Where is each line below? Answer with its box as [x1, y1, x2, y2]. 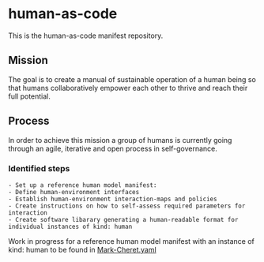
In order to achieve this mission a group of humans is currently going [8, 135, 232, 144]
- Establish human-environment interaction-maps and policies [8, 195, 217, 203]
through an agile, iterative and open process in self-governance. [8, 144, 217, 153]
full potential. [8, 92, 51, 101]
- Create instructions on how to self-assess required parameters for [8, 202, 246, 210]
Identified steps [8, 163, 70, 174]
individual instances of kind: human [8, 223, 133, 230]
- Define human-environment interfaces [8, 188, 140, 196]
